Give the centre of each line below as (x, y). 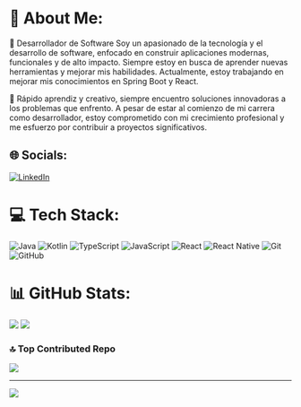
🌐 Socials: (39, 156)
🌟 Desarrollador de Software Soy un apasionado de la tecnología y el (136, 43)
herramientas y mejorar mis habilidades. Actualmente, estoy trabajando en (146, 72)
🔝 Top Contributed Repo (63, 349)
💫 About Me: (56, 18)
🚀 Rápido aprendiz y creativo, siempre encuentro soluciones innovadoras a (148, 99)
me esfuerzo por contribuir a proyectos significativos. (108, 127)
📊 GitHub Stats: (70, 293)
